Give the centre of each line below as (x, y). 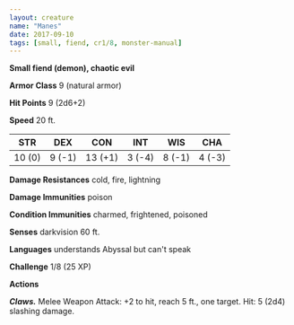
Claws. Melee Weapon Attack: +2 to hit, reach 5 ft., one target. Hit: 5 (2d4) (147, 302)
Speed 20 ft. (33, 120)
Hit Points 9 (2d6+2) (48, 103)
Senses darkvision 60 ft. (55, 232)
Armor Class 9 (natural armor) (66, 85)
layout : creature (42, 18)
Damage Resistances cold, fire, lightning (85, 180)
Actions (24, 285)
